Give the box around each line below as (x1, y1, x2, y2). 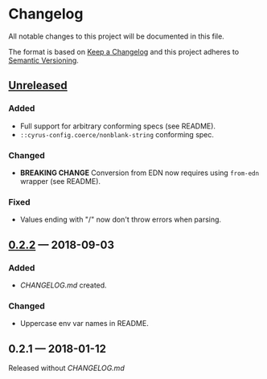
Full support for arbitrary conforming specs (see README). (19, 121, 216, 131)
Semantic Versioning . (8, 55, 79, 65)
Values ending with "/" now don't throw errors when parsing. (19, 214, 222, 225)
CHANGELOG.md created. (19, 280, 107, 290)
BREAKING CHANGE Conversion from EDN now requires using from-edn (19, 168, 260, 177)
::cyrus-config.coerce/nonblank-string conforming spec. (19, 129, 215, 139)
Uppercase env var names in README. (19, 319, 149, 328)
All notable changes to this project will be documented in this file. (8, 31, 225, 41)
